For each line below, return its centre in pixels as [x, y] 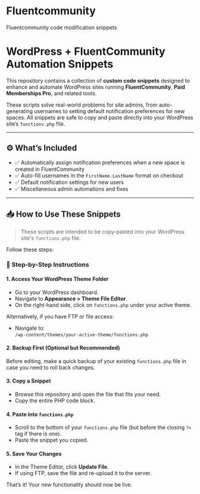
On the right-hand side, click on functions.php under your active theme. [103, 305]
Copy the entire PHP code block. [55, 401]
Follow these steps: [30, 249]
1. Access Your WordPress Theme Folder [57, 279]
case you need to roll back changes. [51, 367]
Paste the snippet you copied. [51, 440]
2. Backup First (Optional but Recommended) [63, 348]
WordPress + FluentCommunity [86, 51]
